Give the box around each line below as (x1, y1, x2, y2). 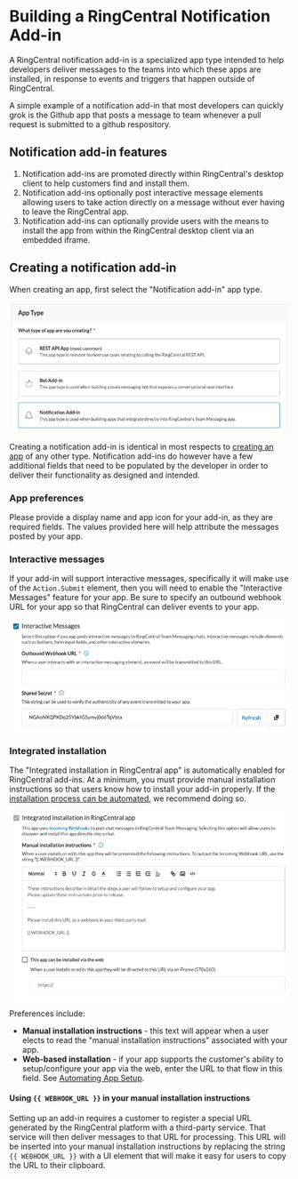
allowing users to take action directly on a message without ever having (21, 196, 285, 207)
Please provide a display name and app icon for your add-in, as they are (9, 512, 274, 523)
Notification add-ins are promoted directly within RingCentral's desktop (21, 168, 285, 179)
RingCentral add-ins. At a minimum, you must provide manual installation (9, 774, 276, 785)
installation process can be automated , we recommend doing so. (9, 793, 247, 804)
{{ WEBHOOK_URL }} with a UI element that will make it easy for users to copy (9, 1150, 286, 1161)
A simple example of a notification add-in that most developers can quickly (9, 100, 285, 110)
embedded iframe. (21, 234, 91, 245)
